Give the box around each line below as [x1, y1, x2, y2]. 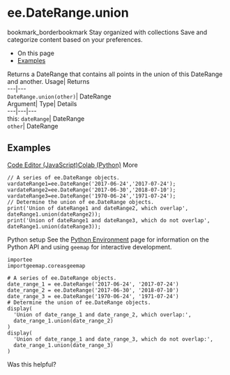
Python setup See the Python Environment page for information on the [7, 235, 210, 244]
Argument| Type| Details [7, 99, 77, 108]
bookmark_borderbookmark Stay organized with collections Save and [7, 28, 208, 36]
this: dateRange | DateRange [7, 114, 85, 123]
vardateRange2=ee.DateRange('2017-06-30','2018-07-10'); [7, 186, 176, 193]
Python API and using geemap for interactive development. [7, 242, 172, 251]
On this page [17, 49, 54, 57]
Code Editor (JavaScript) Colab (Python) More [7, 161, 138, 169]
